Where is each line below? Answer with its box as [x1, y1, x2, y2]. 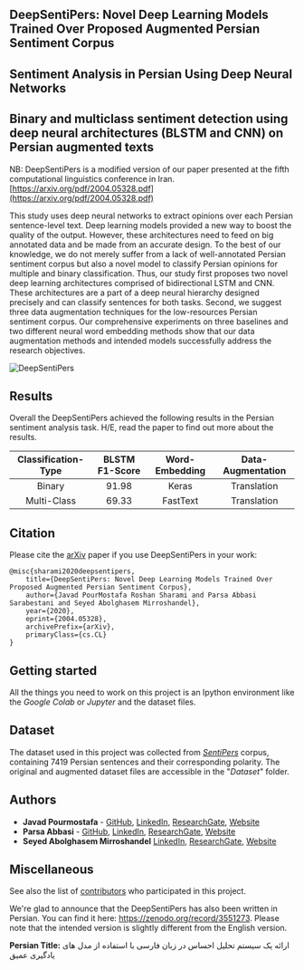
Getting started [9, 663, 98, 678]
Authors [9, 792, 57, 808]
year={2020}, [25, 607, 75, 616]
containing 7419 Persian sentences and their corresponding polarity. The [9, 756, 280, 767]
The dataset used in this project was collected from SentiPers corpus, [9, 746, 270, 757]
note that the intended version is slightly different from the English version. [9, 923, 288, 934]
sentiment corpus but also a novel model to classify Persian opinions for [9, 258, 279, 269]
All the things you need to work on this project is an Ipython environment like [9, 687, 295, 698]
